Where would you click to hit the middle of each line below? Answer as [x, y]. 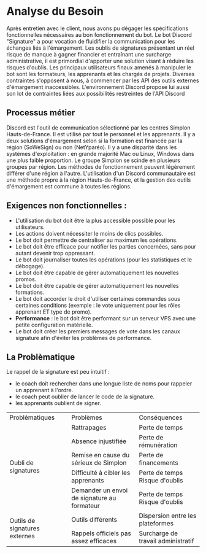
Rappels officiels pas [101, 533]
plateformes [156, 524]
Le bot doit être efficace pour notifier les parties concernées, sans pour [105, 246]
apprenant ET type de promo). [53, 312]
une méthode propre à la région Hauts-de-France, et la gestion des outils [99, 180]
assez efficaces [94, 541]
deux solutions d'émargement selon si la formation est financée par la [94, 141]
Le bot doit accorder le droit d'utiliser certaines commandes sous [98, 298]
